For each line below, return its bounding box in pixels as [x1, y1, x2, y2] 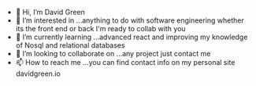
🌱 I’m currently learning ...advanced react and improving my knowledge [15, 32, 248, 41]
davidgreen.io [15, 69, 61, 78]
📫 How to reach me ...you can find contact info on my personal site [15, 58, 236, 66]
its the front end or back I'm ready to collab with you [15, 24, 187, 33]
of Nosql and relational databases [15, 41, 125, 50]
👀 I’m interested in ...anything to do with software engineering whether [15, 16, 244, 25]
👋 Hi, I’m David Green [15, 8, 85, 16]
